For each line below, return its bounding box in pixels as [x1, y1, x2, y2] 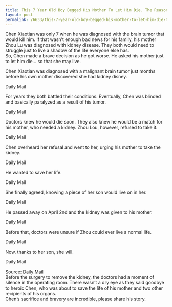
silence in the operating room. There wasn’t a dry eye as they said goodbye [5, 280, 165, 286]
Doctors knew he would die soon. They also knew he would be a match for [5, 119, 163, 125]
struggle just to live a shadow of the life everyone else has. [5, 47, 130, 54]
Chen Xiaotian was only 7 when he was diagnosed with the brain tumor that [5, 31, 165, 37]
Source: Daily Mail [5, 269, 44, 275]
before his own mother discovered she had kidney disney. [5, 74, 127, 80]
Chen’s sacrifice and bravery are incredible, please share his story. [5, 296, 146, 302]
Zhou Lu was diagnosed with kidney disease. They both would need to [5, 42, 155, 48]
